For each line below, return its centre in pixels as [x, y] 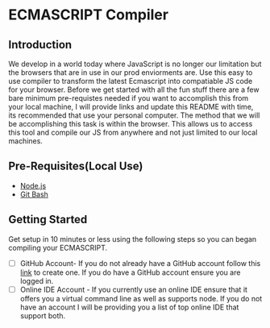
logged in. [37, 280]
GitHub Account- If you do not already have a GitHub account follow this [140, 263]
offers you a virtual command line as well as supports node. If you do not [141, 298]
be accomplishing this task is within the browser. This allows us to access [131, 124]
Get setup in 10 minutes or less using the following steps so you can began [133, 239]
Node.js [33, 185]
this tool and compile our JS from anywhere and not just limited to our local [133, 132]
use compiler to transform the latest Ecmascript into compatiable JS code [131, 81]
